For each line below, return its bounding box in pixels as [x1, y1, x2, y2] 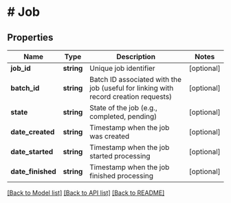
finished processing [89, 171, 153, 180]
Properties [7, 32, 54, 43]
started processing [89, 151, 151, 160]
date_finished [10, 167, 56, 176]
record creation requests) [89, 92, 173, 101]
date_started [10, 147, 54, 156]
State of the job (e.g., [89, 103, 157, 112]
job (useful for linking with [89, 83, 174, 93]
